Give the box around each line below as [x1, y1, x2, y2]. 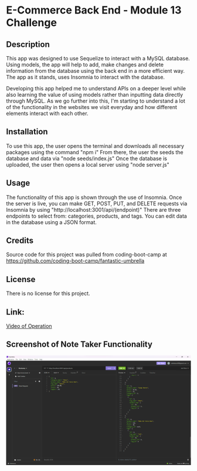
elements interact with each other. [6, 110, 89, 117]
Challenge [6, 16, 57, 29]
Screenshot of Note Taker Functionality [6, 340, 152, 350]
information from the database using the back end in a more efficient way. [6, 67, 185, 74]
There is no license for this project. [6, 290, 90, 297]
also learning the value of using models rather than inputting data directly [6, 92, 184, 98]
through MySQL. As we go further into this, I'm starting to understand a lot [6, 97, 186, 104]
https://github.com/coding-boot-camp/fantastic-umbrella [6, 257, 145, 265]
